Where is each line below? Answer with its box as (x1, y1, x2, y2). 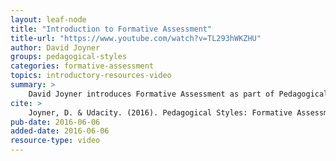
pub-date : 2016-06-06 (10, 117, 101, 127)
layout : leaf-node (10, 14, 87, 25)
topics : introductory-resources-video (10, 71, 172, 81)
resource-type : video (10, 136, 101, 146)
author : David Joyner (10, 42, 101, 53)
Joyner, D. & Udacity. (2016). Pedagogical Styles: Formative (28, 107, 293, 118)
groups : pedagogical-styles (10, 52, 128, 62)
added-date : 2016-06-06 (10, 126, 110, 136)
